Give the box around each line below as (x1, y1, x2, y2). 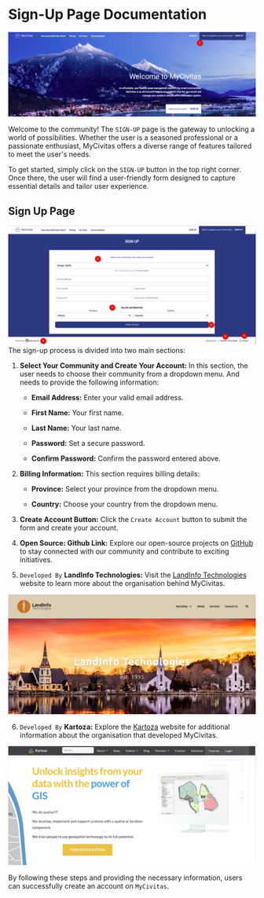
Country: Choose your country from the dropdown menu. (31, 499, 218, 509)
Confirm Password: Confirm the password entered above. (31, 454, 222, 463)
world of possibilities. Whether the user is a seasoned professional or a (8, 133, 238, 142)
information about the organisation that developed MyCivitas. (19, 731, 218, 740)
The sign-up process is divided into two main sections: (8, 346, 186, 355)
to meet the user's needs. (8, 149, 92, 159)
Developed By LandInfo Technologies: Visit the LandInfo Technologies (19, 570, 247, 580)
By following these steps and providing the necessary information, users (8, 873, 243, 882)
